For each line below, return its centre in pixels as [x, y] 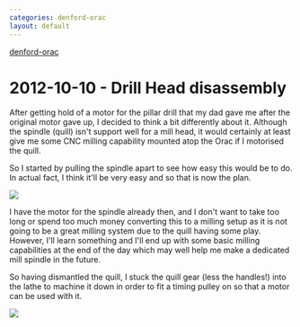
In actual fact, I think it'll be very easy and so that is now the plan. [130, 178]
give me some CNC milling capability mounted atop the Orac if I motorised [147, 141]
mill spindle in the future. [55, 260]
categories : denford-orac [57, 18]
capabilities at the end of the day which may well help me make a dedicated [150, 250]
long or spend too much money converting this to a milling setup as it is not [148, 222]
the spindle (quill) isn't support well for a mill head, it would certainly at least [150, 132]
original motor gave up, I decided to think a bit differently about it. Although [148, 122]
